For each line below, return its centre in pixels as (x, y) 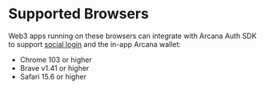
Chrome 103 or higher (56, 60)
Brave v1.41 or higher (54, 68)
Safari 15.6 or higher (53, 76)
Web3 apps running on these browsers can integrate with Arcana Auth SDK (132, 36)
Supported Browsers (79, 14)
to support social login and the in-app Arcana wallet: (95, 44)
